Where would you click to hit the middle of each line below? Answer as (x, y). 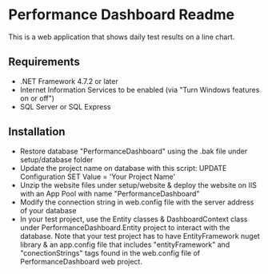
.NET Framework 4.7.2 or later (69, 81)
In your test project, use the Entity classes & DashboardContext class (134, 219)
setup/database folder (56, 159)
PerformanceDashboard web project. (81, 261)
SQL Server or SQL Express (65, 106)
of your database (48, 210)
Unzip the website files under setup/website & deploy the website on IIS (138, 185)
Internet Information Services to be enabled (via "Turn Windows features (140, 89)
